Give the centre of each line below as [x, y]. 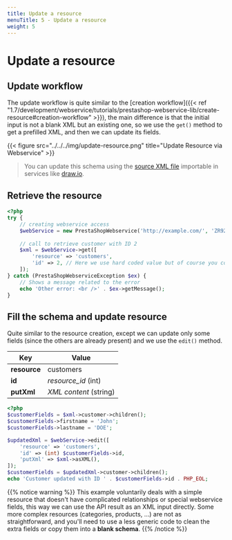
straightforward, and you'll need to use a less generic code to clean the [109, 521]
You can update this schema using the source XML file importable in [121, 166]
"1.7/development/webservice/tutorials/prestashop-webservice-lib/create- [113, 110]
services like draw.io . [54, 174]
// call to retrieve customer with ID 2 [78, 244]
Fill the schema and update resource [87, 317]
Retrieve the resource [55, 196]
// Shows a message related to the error [80, 282]
